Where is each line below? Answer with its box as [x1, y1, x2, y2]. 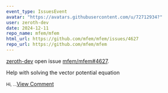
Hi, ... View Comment [6, 80, 54, 87]
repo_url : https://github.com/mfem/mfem [6, 42, 108, 48]
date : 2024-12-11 [6, 25, 49, 31]
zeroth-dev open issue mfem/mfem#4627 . [6, 57, 109, 65]
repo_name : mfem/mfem [6, 31, 60, 36]
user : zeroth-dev [6, 19, 49, 25]
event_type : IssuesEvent [6, 8, 67, 15]
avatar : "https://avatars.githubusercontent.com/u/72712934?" [6, 14, 163, 20]
